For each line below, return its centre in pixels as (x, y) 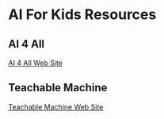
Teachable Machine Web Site (56, 107)
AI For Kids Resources (82, 15)
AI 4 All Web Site (36, 63)
